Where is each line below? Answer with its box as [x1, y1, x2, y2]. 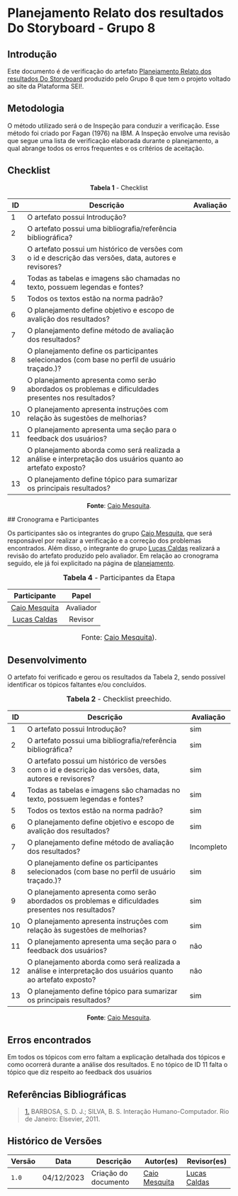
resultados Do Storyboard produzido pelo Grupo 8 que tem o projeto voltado [7, 74, 231, 83]
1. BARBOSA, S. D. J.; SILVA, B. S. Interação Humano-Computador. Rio [24, 1107, 229, 1116]
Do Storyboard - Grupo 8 [7, 20, 156, 36]
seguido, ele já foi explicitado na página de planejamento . [7, 558, 176, 568]
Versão [11, 1156, 36, 1166]
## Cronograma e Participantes [7, 515, 99, 524]
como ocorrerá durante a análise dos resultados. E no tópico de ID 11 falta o [7, 1061, 228, 1069]
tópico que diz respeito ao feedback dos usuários [7, 1068, 152, 1076]
